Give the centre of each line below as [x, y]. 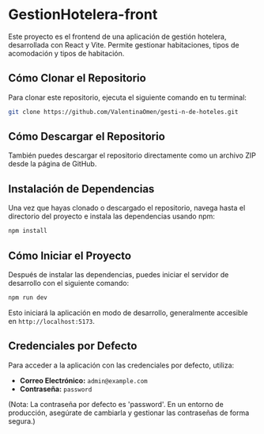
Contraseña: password [56, 389]
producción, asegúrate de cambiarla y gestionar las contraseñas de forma [129, 413]
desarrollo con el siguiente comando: [68, 283]
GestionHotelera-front [83, 15]
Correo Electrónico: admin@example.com [83, 380]
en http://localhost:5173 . [51, 321]
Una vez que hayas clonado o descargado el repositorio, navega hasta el [127, 208]
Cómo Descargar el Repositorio [87, 137]
